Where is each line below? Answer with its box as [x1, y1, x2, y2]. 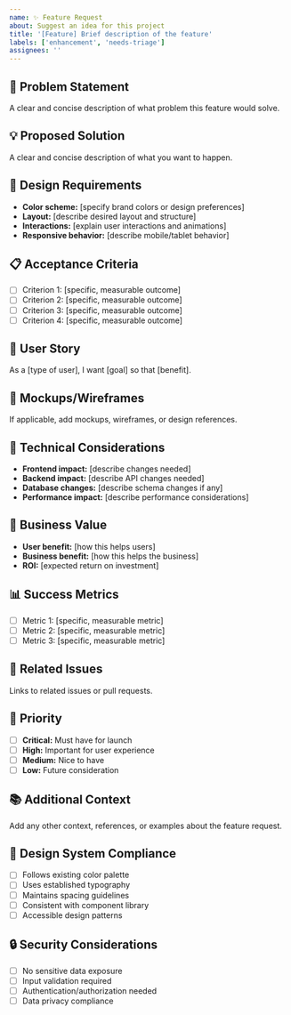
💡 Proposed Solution [9, 128, 125, 143]
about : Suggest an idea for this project [9, 21, 166, 30]
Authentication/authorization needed [21, 985, 158, 996]
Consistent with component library [21, 899, 150, 910]
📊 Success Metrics [9, 587, 119, 602]
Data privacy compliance [21, 995, 114, 1006]
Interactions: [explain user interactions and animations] [21, 220, 227, 231]
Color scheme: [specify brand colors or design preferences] [21, 201, 245, 212]
